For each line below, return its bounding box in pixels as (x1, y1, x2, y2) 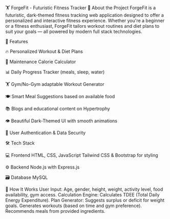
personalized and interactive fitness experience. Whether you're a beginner (5, 17, 165, 24)
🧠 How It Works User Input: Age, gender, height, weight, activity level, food (5, 186, 163, 192)
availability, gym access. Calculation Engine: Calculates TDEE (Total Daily (5, 192, 160, 197)
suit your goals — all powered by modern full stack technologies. (5, 28, 142, 34)
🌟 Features (5, 39, 28, 44)
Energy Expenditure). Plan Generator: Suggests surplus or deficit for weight (5, 197, 165, 203)
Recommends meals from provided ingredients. (5, 208, 106, 214)
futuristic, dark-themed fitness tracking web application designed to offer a (5, 12, 164, 18)
